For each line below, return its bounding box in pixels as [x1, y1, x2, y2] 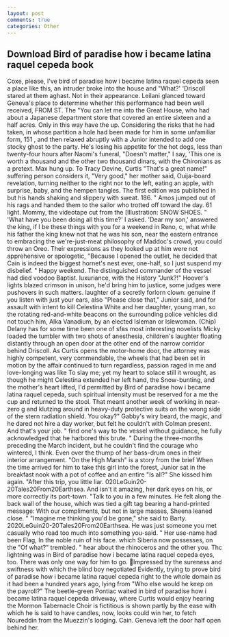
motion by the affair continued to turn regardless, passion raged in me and [7, 361, 217, 370]
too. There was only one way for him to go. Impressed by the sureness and [7, 558, 222, 566]
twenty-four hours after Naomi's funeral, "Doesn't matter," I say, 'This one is [7, 150, 221, 158]
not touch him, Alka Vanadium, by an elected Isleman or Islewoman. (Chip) [7, 317, 217, 326]
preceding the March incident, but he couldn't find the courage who [7, 442, 198, 450]
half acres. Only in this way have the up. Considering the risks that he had [7, 121, 215, 129]
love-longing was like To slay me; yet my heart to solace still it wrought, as [7, 368, 217, 377]
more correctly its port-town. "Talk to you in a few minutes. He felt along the [7, 492, 221, 501]
